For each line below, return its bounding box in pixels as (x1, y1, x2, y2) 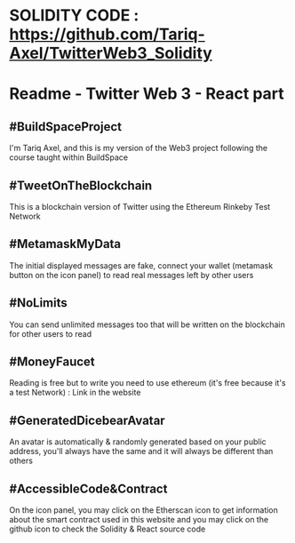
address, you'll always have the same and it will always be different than (9, 446, 274, 457)
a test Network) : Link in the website (9, 387, 141, 398)
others (9, 455, 34, 467)
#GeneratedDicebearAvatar (9, 412, 166, 427)
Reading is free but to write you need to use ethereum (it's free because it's (9, 378, 286, 388)
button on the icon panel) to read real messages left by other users (9, 269, 254, 280)
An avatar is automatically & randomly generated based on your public (9, 436, 267, 447)
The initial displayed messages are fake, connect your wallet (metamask (9, 260, 274, 271)
